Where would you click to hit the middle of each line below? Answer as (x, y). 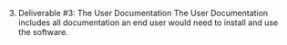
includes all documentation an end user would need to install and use (148, 22)
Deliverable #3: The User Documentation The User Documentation (143, 13)
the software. (43, 32)
